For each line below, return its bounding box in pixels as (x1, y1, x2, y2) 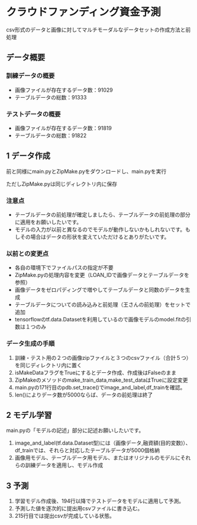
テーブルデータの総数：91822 (14, 131, 87, 139)
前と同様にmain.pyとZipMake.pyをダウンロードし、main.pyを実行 (6, 168, 167, 175)
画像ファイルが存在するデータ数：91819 (14, 124, 112, 131)
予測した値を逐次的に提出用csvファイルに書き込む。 (14, 505, 143, 512)
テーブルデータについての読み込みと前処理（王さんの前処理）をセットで (14, 301, 191, 308)
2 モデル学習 (6, 410, 52, 420)
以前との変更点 (6, 249, 49, 257)
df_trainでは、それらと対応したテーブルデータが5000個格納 (14, 447, 160, 454)
